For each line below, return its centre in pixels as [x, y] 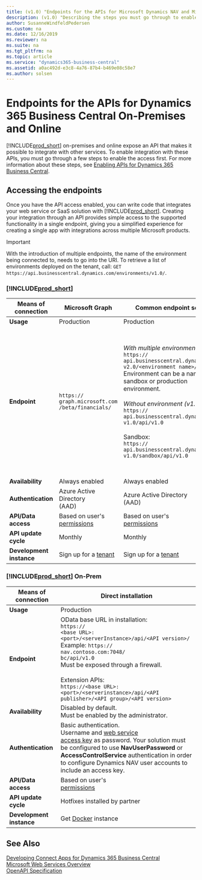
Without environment [153, 404]
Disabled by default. [89, 708]
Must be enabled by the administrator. [114, 715]
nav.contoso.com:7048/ [93, 652]
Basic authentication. [90, 725]
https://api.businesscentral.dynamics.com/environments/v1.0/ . [87, 273]
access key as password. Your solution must [123, 740]
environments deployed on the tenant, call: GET [64, 266]
